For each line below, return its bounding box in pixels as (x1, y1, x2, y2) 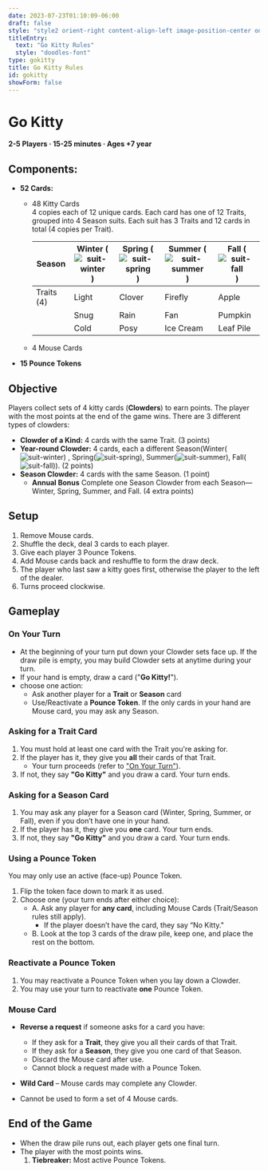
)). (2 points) (53, 461, 94, 471)
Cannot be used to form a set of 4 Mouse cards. (19, 1094, 179, 1104)
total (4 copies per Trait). (31, 224, 114, 234)
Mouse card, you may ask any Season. (31, 706, 160, 715)
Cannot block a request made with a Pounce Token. (31, 1063, 202, 1073)
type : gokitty (8, 57, 56, 65)
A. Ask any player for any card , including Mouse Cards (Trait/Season (31, 904, 258, 913)
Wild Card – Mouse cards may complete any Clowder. (19, 1078, 198, 1088)
